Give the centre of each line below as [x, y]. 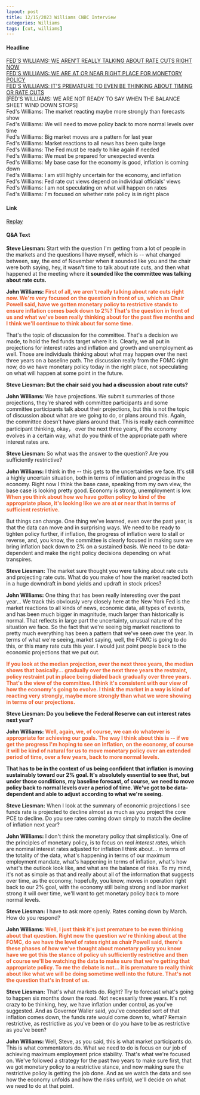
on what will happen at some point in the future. [65, 373]
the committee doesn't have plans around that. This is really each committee [100, 422]
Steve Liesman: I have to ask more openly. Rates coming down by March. [97, 911]
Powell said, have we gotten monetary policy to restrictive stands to [92, 304]
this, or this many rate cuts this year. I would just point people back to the [96, 646]
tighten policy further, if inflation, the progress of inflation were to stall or [96, 533]
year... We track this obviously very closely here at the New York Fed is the [98, 601]
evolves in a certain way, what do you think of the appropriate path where [97, 435]
